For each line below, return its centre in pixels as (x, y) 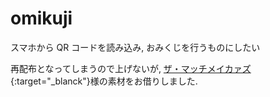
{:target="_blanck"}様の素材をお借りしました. (104, 81)
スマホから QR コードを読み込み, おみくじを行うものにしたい (135, 47)
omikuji (41, 18)
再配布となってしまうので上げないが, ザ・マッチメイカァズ (131, 68)
